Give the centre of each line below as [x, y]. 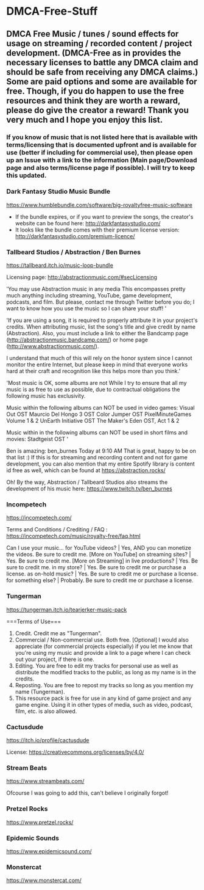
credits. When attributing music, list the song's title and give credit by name [101, 327]
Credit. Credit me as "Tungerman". [58, 633]
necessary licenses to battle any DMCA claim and [102, 62]
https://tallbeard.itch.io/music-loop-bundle [60, 265]
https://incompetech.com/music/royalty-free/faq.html [74, 536]
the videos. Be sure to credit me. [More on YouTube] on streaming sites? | [99, 555]
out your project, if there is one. [55, 659]
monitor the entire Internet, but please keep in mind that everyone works [97, 365]
